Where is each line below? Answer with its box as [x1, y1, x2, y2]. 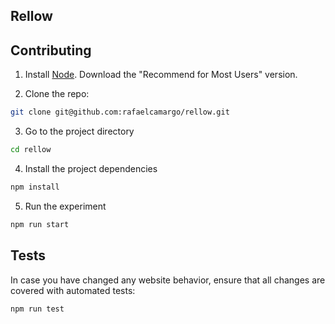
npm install [10, 182, 60, 192]
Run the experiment [24, 200, 107, 212]
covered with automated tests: [10, 284, 136, 296]
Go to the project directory [24, 125, 135, 138]
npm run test [10, 304, 65, 314]
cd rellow [10, 145, 52, 155]
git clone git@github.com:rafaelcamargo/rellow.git [10, 107, 230, 118]
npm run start [10, 219, 70, 229]
